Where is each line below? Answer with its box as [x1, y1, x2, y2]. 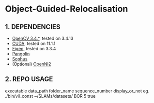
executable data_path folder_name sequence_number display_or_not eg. [5, 88, 150, 94]
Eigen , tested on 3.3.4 [12, 46, 56, 51]
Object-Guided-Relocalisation [5, 3, 128, 15]
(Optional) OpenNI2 [12, 61, 51, 67]
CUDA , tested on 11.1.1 [12, 41, 56, 46]
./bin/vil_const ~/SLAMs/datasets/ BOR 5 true [5, 93, 96, 99]
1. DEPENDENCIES [5, 23, 61, 31]
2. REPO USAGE [5, 75, 53, 83]
